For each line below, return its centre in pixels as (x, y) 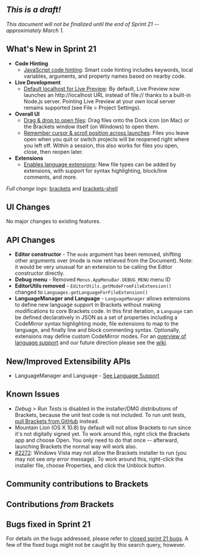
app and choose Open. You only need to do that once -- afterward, (97, 440)
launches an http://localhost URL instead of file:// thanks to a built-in (107, 95)
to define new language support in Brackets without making (88, 305)
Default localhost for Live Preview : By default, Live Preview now (102, 88)
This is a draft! (34, 10)
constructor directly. (40, 273)
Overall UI (27, 114)
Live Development (38, 82)
